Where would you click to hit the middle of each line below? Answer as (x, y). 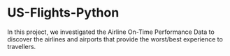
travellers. (22, 46)
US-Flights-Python (63, 13)
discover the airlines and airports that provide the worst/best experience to (115, 39)
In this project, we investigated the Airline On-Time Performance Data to (111, 32)
